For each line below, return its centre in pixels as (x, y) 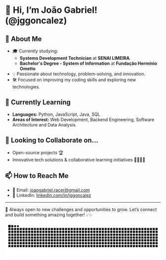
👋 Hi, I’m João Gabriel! (51, 10)
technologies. (26, 87)
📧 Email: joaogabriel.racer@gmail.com (51, 190)
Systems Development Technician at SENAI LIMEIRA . (75, 58)
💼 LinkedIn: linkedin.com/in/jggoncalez (52, 195)
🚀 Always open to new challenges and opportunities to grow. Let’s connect (81, 210)
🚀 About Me (23, 39)
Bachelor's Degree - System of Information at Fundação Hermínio (88, 63)
